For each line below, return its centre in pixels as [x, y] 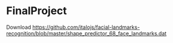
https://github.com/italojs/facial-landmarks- [86, 27]
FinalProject [37, 11]
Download [19, 27]
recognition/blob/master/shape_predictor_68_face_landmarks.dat [86, 33]
